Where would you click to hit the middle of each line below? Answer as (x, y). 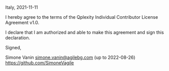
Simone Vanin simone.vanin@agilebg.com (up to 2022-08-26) (70, 57)
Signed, (13, 47)
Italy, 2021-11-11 (22, 7)
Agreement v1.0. (22, 23)
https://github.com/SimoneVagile (40, 63)
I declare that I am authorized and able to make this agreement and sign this (84, 32)
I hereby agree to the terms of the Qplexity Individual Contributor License (82, 17)
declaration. (18, 38)
